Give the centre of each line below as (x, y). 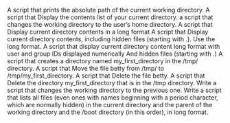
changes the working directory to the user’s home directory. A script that (110, 24)
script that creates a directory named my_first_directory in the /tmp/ (103, 61)
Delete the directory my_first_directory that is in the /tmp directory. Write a (112, 83)
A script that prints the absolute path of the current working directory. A (108, 10)
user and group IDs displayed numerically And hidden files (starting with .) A (115, 54)
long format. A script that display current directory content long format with (114, 46)
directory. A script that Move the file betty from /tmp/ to (86, 68)
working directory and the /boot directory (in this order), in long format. (108, 112)
